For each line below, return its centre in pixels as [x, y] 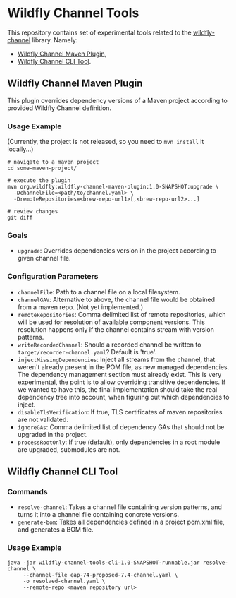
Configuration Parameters [53, 277]
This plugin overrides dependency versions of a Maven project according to [117, 100]
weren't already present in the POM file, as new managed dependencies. [123, 367]
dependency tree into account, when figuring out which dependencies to [123, 397]
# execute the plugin [39, 181]
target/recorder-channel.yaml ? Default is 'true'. [87, 352]
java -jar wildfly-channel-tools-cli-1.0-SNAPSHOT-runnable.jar [104, 563]
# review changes [33, 212]
